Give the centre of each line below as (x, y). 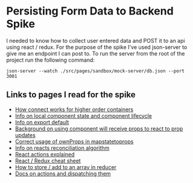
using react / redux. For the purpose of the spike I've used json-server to (97, 47)
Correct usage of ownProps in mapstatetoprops (74, 141)
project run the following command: (51, 60)
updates (25, 135)
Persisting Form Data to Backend (90, 11)
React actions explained (45, 154)
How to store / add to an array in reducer (65, 167)
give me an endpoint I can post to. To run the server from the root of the (96, 53)
